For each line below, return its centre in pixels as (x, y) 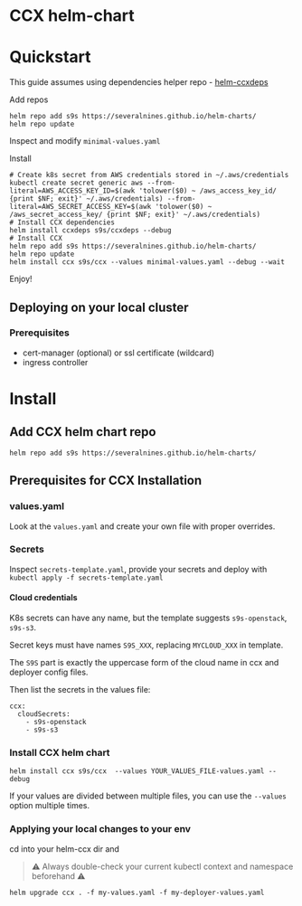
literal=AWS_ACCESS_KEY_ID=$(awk (72, 191)
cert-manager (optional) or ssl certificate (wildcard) (118, 353)
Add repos (29, 99)
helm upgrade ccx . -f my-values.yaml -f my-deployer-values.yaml (137, 892)
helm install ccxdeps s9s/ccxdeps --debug (90, 231)
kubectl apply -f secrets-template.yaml (87, 578)
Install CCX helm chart (60, 752)
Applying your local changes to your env (100, 829)
